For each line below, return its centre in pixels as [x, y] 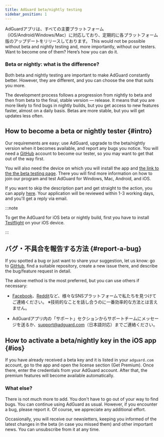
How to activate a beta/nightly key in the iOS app [81, 340]
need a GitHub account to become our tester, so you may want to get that [79, 153]
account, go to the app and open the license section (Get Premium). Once [80, 365]
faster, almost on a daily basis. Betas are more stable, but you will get [75, 110]
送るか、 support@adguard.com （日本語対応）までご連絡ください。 [89, 325]
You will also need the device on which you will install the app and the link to [82, 168]
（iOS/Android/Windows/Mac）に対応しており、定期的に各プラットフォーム [82, 35]
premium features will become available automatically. [60, 376]
